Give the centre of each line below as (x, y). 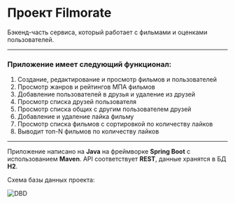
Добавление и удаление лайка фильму (76, 117)
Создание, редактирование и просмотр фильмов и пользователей (117, 80)
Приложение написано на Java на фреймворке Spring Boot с (99, 152)
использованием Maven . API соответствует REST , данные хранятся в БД (117, 159)
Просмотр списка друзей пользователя (77, 102)
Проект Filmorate (59, 13)
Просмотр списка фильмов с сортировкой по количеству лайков (115, 124)
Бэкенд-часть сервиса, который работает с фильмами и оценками (107, 32)
